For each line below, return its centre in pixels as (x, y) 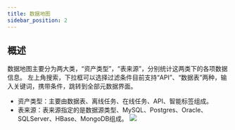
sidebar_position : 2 (38, 20)
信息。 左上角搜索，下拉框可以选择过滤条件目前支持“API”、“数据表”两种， (114, 77)
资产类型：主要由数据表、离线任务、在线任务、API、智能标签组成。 (115, 101)
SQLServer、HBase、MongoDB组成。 (72, 119)
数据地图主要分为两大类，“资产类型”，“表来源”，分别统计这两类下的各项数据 (118, 69)
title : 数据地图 (29, 14)
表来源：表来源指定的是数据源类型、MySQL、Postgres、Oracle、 (112, 110)
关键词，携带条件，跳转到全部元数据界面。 (75, 86)
